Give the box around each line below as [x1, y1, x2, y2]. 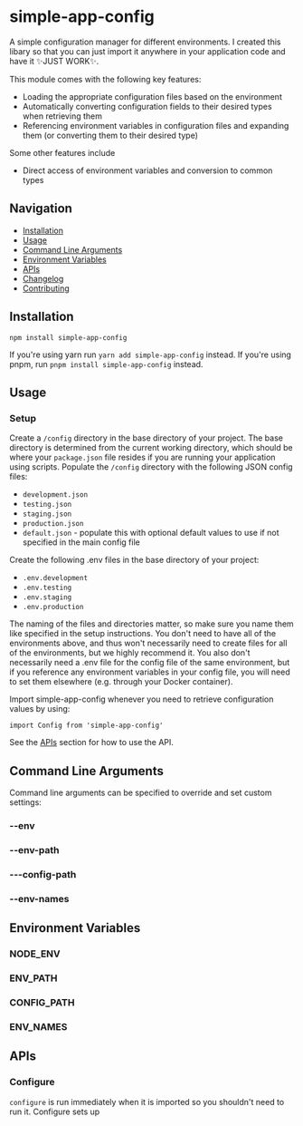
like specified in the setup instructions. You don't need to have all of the [9, 628, 277, 639]
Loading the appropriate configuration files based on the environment [22, 91, 282, 102]
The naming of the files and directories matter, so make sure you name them [9, 618, 294, 629]
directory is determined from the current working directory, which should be [9, 442, 293, 453]
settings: [9, 797, 43, 808]
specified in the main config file [22, 537, 140, 548]
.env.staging [22, 593, 72, 602]
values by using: [9, 704, 71, 714]
